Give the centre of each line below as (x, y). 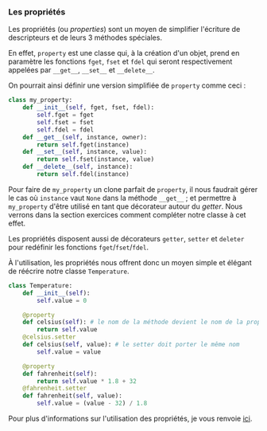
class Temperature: (41, 285)
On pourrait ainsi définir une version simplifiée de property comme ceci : (127, 85)
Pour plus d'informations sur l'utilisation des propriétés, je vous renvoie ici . (130, 419)
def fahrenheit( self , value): (73, 396)
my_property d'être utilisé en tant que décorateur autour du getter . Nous (126, 206)
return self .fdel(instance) (83, 174)
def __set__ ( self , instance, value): (85, 152)
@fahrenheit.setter (55, 389)
